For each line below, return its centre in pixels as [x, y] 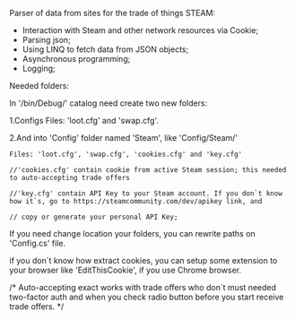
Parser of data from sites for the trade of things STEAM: [113, 13]
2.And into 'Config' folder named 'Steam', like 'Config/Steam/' [124, 138]
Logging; [39, 68]
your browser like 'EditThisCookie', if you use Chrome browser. [126, 270]
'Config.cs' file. [37, 243]
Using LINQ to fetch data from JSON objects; [105, 49]
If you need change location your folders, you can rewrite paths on [132, 234]
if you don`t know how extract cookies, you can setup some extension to [143, 260]
